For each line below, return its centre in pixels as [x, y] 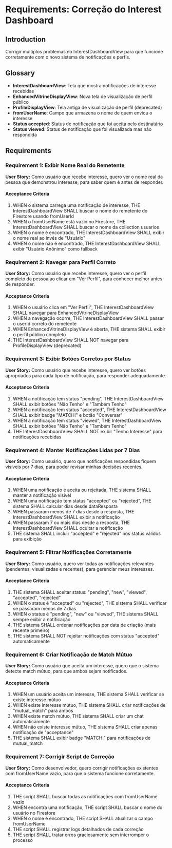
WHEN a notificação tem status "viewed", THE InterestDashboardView [87, 420]
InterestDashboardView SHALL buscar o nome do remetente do [80, 210]
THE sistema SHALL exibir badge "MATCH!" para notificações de [81, 738]
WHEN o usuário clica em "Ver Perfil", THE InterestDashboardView [83, 307]
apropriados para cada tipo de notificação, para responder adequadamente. [86, 375]
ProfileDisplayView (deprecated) [47, 345]
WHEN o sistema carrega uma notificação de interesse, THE [76, 205]
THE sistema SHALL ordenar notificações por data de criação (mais [84, 625]
